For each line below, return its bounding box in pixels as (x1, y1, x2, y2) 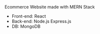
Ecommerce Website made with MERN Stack (4, 4, 95, 10)
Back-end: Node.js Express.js (11, 19, 72, 24)
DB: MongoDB (11, 23, 41, 29)
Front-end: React (11, 13, 46, 19)
